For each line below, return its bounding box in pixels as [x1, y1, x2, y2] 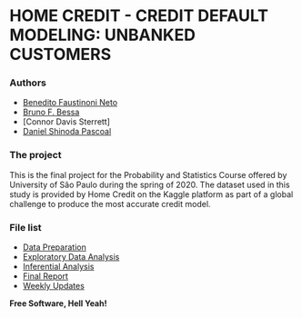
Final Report [22, 271, 68, 282]
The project [9, 149, 62, 162]
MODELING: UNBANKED [9, 25, 196, 45]
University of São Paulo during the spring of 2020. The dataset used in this [9, 179, 290, 190]
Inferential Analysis [22, 261, 95, 273]
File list [9, 221, 43, 234]
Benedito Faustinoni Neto [22, 97, 118, 108]
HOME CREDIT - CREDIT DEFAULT [9, 5, 268, 26]
